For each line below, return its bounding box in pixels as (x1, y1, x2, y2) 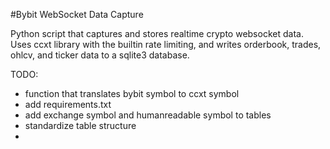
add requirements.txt (24, 99, 112, 110)
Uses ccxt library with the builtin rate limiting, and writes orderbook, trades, (10, 39, 322, 50)
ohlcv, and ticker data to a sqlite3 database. (10, 49, 190, 61)
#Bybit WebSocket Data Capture (10, 9, 144, 20)
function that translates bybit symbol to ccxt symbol (24, 88, 240, 99)
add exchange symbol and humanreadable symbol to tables (24, 109, 272, 121)
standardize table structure (24, 120, 137, 131)
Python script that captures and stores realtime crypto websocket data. (10, 28, 304, 39)
